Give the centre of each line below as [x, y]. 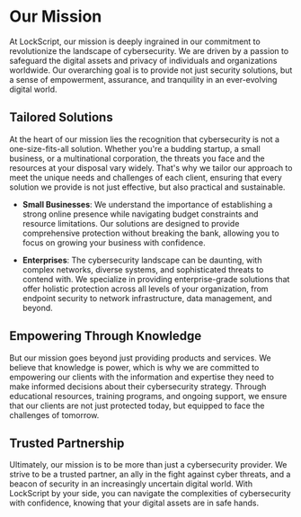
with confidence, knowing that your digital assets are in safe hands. [134, 503]
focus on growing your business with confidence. [114, 242]
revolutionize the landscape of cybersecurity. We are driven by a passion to [149, 50]
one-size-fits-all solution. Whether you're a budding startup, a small [135, 148]
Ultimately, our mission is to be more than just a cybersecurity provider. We [148, 465]
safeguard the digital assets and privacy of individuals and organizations [143, 60]
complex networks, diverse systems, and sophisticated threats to [143, 269]
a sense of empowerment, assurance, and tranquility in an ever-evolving [143, 79]
